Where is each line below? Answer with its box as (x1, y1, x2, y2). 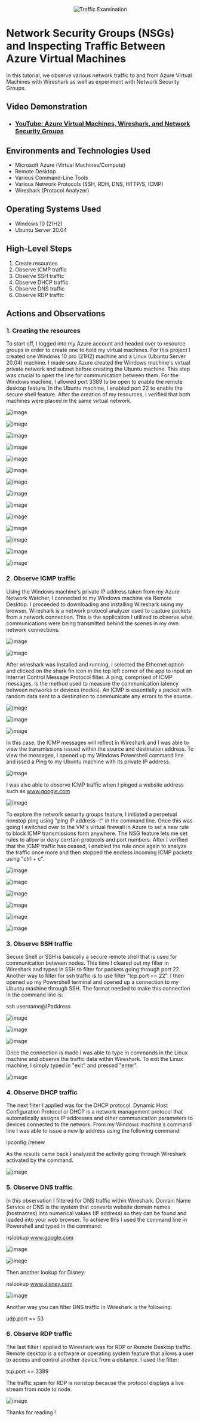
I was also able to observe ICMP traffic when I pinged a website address (6, 781, 184, 788)
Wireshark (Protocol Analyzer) (14, 187, 90, 194)
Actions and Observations (6, 308, 106, 319)
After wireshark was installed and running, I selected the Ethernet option (6, 660, 184, 668)
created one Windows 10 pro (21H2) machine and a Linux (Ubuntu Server (6, 353, 186, 360)
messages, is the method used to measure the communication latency (6, 680, 179, 687)
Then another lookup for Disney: (6, 1268, 86, 1276)
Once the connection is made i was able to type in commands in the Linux (6, 1049, 188, 1056)
